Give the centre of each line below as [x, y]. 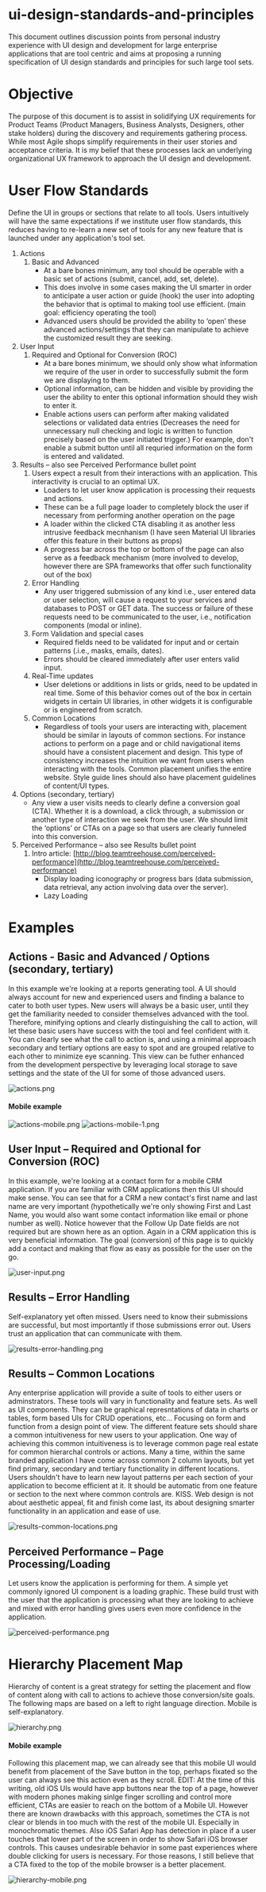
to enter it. [60, 405]
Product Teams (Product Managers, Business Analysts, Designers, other [126, 124]
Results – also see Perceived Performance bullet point [108, 464]
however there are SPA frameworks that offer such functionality [148, 565]
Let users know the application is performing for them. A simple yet [118, 1583]
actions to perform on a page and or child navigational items [142, 743]
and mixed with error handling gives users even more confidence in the [125, 1609]
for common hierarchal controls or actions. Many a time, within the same [127, 1452]
